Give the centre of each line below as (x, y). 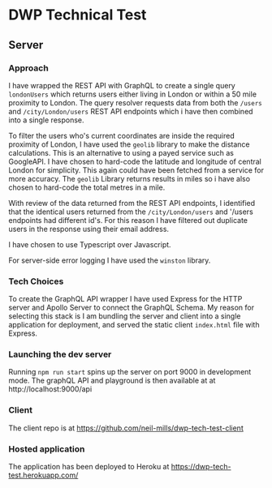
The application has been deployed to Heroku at (89, 467)
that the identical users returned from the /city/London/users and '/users (131, 212)
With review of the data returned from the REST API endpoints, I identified (132, 203)
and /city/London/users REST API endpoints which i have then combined (131, 111)
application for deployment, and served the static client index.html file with (134, 325)
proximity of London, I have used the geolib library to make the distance (129, 144)
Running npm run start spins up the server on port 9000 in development (130, 372)
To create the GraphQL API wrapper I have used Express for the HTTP (125, 299)
